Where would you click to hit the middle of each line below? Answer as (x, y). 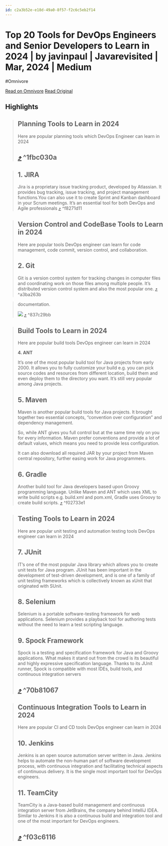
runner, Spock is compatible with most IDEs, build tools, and (80, 669)
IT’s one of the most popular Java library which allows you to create (88, 565)
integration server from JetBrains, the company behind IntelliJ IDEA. (88, 810)
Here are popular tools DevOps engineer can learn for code (79, 244)
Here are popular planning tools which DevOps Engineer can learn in (89, 136)
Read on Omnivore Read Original (39, 91)
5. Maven (32, 400)
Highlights (22, 107)
